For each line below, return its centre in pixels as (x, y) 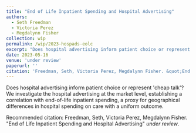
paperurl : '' (22, 66)
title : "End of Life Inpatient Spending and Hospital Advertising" (90, 11)
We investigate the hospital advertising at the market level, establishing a (94, 94)
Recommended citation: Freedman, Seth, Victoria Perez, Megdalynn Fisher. (97, 118)
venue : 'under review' (34, 60)
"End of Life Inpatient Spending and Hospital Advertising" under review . (93, 124)
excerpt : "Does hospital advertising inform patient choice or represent (98, 50)
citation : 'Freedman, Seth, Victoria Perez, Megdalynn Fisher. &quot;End (98, 71)
